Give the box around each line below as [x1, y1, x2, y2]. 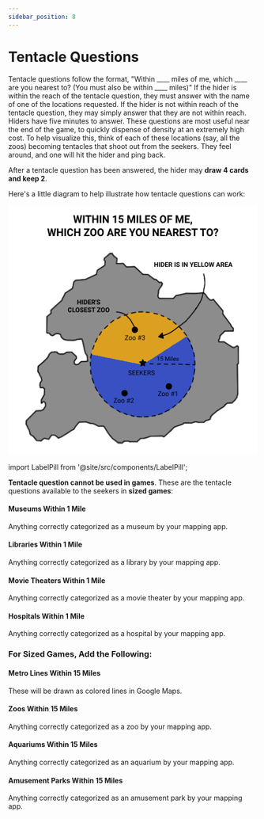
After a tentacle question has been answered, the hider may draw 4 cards [8, 165, 249, 174]
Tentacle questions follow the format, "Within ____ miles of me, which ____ [8, 74, 247, 83]
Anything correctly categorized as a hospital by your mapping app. [8, 629, 226, 638]
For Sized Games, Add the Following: [8, 649, 153, 660]
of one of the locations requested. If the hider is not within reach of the [8, 99, 239, 109]
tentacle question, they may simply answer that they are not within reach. [8, 108, 247, 117]
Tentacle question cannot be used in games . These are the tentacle [8, 478, 232, 487]
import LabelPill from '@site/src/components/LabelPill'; [8, 462, 188, 471]
